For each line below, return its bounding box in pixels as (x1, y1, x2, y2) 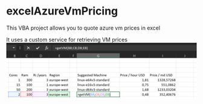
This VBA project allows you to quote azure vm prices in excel (6, 24, 161, 31)
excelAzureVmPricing (6, 4, 118, 18)
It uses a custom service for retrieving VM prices (6, 36, 128, 43)
